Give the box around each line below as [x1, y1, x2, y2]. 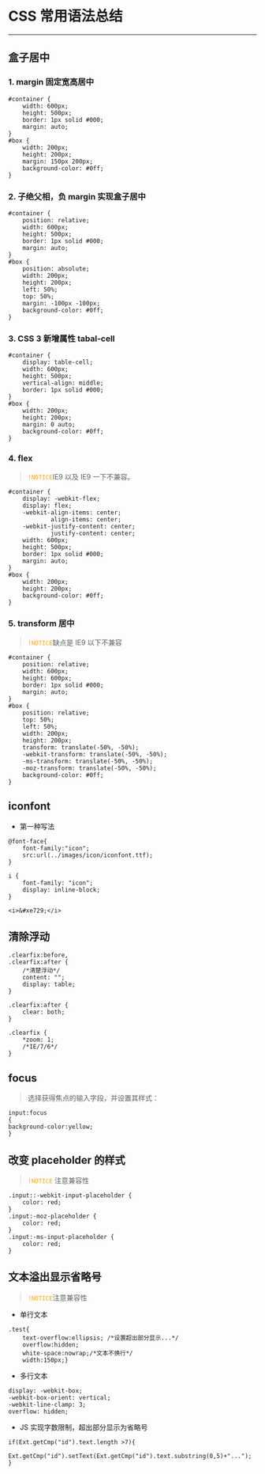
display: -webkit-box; [8, 1386, 83, 1395]
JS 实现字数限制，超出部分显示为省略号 [19, 1422, 148, 1432]
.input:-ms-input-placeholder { [8, 1233, 114, 1241]
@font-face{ [8, 837, 47, 845]
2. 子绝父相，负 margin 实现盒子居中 [8, 191, 146, 202]
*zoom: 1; [22, 1036, 55, 1044]
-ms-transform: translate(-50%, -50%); [22, 757, 154, 765]
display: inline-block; [22, 885, 101, 894]
